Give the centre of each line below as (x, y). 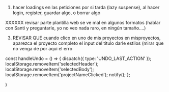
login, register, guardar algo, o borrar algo (57, 13)
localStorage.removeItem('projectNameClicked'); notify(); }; (68, 75)
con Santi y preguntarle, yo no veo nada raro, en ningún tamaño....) (76, 28)
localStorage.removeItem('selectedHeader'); (52, 64)
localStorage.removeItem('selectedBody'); (50, 69)
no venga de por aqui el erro (43, 49)
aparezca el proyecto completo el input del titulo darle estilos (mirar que (88, 43)
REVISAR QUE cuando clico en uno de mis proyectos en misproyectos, (87, 38)
